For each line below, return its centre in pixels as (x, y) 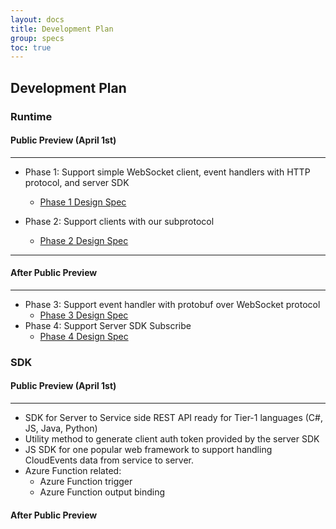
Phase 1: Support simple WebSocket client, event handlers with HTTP (167, 172)
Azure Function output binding (102, 492)
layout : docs (37, 19)
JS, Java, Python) (61, 428)
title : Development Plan (62, 29)
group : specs (37, 38)
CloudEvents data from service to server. (109, 460)
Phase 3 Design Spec (84, 315)
